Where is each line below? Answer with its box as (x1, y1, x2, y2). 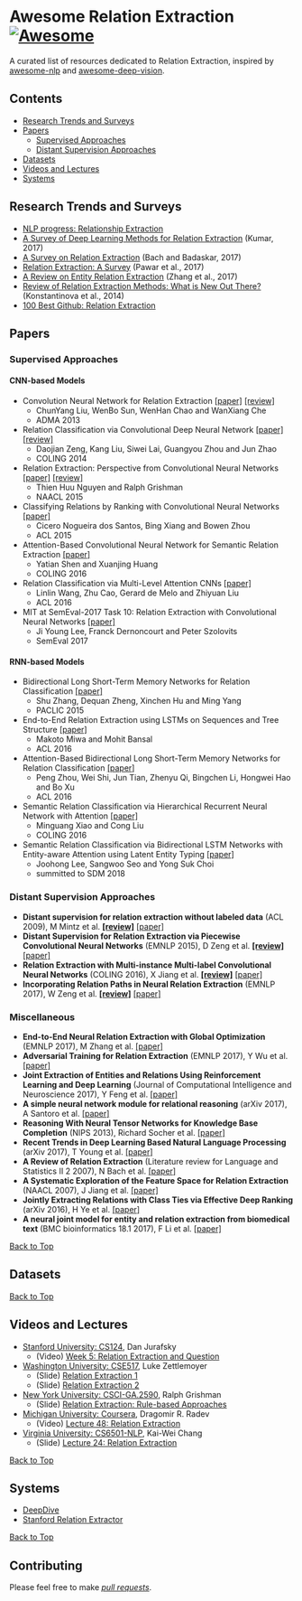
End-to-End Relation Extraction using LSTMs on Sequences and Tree (22, 715, 279, 726)
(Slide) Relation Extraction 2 (35, 1380, 140, 1390)
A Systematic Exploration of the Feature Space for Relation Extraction (22, 1175, 288, 1185)
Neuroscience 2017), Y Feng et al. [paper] (22, 1089, 178, 1100)
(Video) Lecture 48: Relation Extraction (35, 1418, 181, 1428)
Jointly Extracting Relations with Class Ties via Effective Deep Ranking (22, 1194, 294, 1205)
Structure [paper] (22, 725, 87, 735)
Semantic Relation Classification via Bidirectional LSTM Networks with (22, 839, 284, 850)
